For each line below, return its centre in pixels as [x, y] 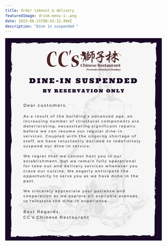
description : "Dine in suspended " [42, 26]
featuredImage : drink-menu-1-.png [41, 16]
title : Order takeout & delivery [40, 10]
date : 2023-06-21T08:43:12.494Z [39, 21]
